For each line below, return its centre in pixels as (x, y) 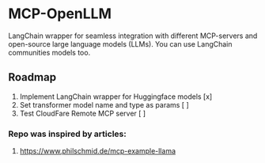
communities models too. (49, 52)
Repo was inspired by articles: (67, 134)
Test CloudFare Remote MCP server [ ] (83, 113)
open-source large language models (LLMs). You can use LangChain (120, 44)
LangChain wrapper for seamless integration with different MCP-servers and (133, 36)
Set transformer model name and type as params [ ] (104, 104)
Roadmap (32, 77)
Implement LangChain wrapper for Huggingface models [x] (116, 97)
